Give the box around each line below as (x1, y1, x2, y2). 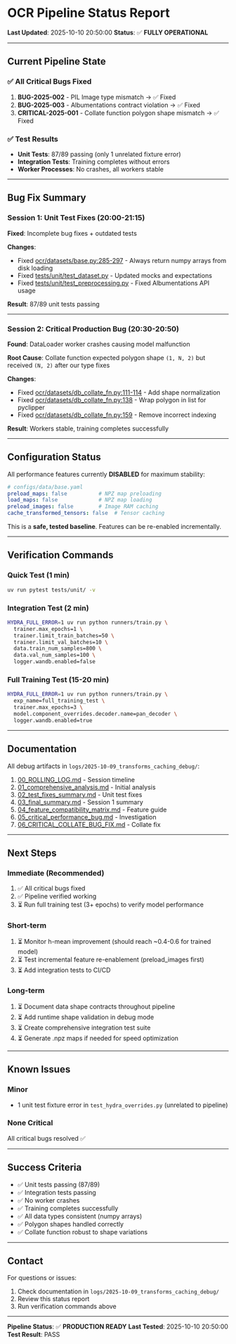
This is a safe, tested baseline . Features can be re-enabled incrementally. (7, 523, 222, 531)
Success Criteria (7, 1162, 82, 1174)
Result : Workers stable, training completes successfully (7, 424, 169, 433)
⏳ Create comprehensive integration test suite (17, 1023, 151, 1032)
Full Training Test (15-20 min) (7, 675, 110, 684)
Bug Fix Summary (7, 192, 86, 204)
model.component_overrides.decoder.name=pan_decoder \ (13, 710, 178, 717)
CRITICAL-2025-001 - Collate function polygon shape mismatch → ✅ (17, 108, 220, 117)
